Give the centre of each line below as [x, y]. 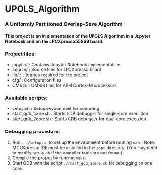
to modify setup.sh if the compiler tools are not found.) [67, 153]
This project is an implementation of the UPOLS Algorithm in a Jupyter [78, 36]
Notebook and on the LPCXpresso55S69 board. [55, 41]
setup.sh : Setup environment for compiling [56, 109]
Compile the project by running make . [49, 158]
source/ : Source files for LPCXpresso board [57, 70]
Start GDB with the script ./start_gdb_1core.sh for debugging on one [82, 163]
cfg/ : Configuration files [37, 80]
